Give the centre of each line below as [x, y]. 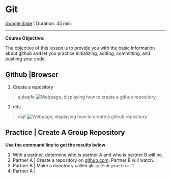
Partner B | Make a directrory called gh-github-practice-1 [73, 165]
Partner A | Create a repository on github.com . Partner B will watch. [83, 160]
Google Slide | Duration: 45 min [38, 23]
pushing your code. [26, 58]
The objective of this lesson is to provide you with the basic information [80, 48]
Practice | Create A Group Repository [65, 132]
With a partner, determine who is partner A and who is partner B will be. [88, 155]
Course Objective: [25, 38]
